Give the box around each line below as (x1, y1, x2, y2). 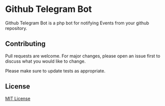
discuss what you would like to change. (5, 58, 86, 64)
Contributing (5, 40, 46, 48)
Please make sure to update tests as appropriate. (5, 68, 106, 74)
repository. (5, 25, 27, 31)
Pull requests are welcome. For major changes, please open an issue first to (5, 53, 161, 59)
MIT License (5, 96, 31, 102)
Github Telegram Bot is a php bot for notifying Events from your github (5, 20, 149, 26)
